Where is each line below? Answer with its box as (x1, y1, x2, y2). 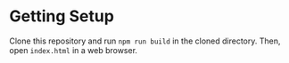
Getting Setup (9, 6, 114, 27)
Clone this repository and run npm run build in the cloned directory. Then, (9, 35, 281, 46)
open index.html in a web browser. (9, 44, 138, 55)
